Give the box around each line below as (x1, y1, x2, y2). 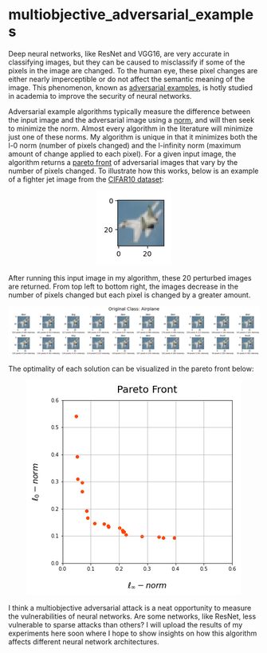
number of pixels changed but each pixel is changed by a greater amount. (8, 289, 251, 300)
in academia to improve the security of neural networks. (8, 91, 192, 100)
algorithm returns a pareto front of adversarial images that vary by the (8, 157, 238, 167)
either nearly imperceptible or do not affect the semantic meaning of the (8, 74, 245, 84)
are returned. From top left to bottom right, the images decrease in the (8, 281, 239, 291)
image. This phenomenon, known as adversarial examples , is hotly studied (8, 82, 253, 92)
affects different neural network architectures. (8, 637, 159, 647)
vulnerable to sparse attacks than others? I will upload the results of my (8, 620, 243, 630)
